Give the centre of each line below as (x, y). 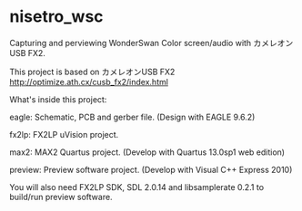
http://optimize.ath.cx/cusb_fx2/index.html (89, 82)
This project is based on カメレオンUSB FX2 (92, 72)
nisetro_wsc (56, 17)
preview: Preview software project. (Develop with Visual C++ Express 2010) (151, 169)
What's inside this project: (58, 99)
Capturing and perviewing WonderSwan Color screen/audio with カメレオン (151, 43)
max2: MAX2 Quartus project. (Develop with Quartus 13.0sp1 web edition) (147, 152)
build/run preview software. (61, 197)
